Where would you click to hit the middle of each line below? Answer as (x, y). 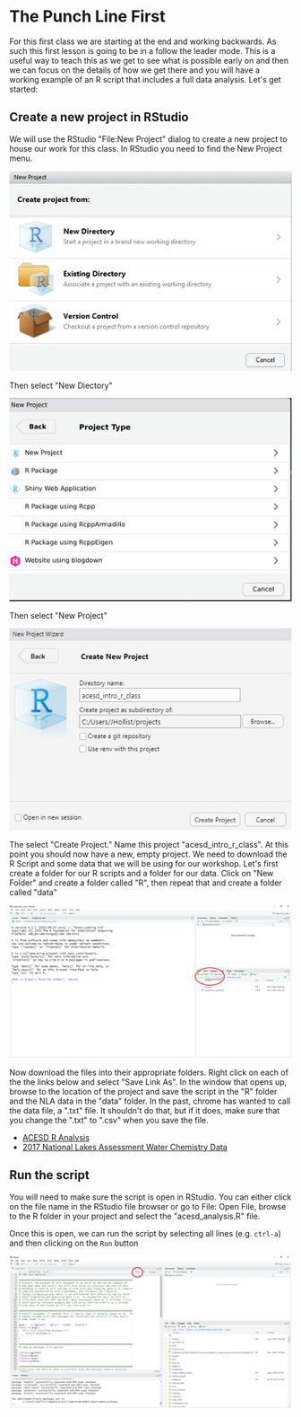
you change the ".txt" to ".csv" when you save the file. (109, 1120)
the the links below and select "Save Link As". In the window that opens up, (148, 1082)
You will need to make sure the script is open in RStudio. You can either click (150, 1197)
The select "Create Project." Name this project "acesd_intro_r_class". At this (149, 845)
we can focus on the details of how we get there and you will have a (135, 70)
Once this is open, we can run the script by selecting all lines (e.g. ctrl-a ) (146, 1233)
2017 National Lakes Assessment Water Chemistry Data (125, 1147)
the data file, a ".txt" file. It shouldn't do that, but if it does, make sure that (145, 1110)
